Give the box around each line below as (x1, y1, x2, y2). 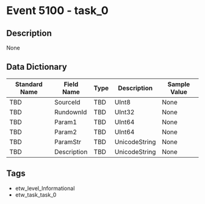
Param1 (54, 117, 77, 126)
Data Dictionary (6, 62, 67, 72)
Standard (15, 80, 43, 89)
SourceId (54, 98, 81, 106)
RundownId (54, 107, 87, 116)
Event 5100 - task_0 (6, 4, 109, 18)
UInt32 (115, 107, 135, 116)
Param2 (54, 128, 77, 136)
